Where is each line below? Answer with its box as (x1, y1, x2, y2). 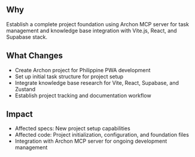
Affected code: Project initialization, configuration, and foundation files (14, 131, 190, 138)
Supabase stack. (6, 33, 48, 41)
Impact (6, 109, 33, 119)
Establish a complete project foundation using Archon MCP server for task (6, 20, 190, 27)
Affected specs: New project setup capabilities (14, 125, 130, 132)
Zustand (14, 85, 36, 93)
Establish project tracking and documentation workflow (14, 92, 151, 99)
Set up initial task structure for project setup (14, 73, 124, 80)
